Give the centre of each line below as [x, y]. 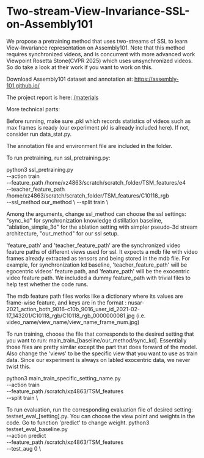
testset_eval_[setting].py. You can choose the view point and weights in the [101, 416]
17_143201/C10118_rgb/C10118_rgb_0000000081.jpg [71, 316]
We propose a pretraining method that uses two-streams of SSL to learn [97, 41]
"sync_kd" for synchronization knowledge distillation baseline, [85, 220]
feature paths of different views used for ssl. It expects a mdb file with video [102, 251]
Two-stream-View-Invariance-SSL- [98, 11]
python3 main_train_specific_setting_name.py [64, 378]
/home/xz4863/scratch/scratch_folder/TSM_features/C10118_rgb [88, 195]
